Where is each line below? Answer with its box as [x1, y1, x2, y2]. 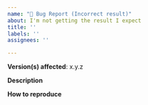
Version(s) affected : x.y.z [7, 62, 84, 71]
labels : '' [7, 30, 40, 38]
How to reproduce [7, 90, 62, 99]
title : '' [7, 23, 37, 31]
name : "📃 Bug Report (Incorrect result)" [7, 10, 132, 18]
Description [7, 76, 43, 85]
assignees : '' [7, 37, 50, 44]
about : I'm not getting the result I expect [7, 17, 142, 24]
